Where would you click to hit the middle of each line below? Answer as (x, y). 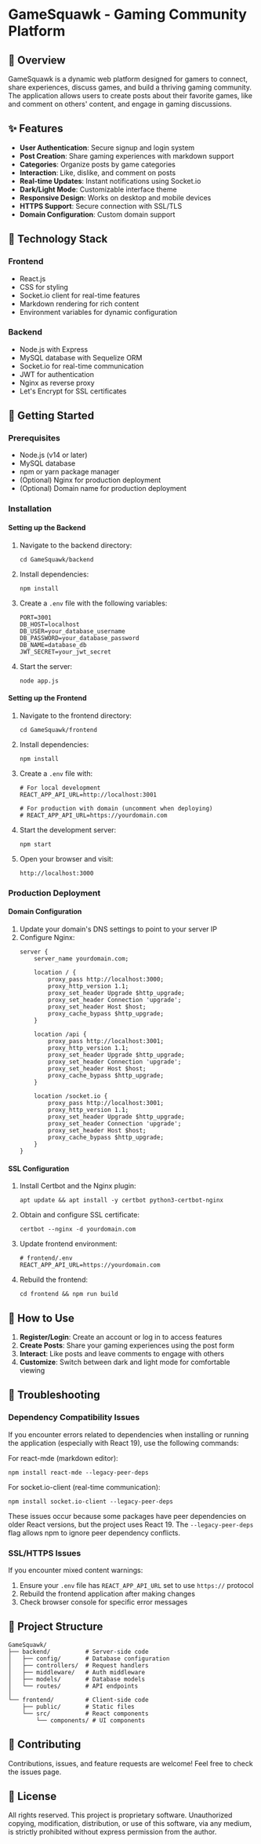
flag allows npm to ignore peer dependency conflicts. (94, 1532)
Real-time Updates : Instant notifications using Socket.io (110, 181)
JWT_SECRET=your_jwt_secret (65, 652)
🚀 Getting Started (51, 416)
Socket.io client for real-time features (80, 295)
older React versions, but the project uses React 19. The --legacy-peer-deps (131, 1524)
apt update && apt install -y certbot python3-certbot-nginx (121, 1200)
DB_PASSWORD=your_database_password (79, 638)
